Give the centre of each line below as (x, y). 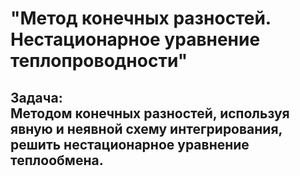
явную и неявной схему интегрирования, (146, 128)
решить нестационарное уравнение (130, 144)
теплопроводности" (99, 61)
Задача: (36, 97)
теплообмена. (57, 160)
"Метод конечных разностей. (141, 18)
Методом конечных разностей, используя (150, 113)
